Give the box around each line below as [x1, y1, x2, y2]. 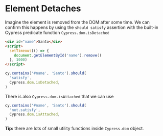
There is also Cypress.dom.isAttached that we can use [5, 93, 114, 99]
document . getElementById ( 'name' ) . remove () [14, 53, 102, 58]
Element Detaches [5, 3, 81, 14]
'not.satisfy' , [9, 108, 41, 112]
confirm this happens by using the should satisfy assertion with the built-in [5, 24, 159, 30]
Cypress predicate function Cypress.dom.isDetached [5, 29, 110, 35]
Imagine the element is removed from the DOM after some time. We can [5, 19, 150, 25]
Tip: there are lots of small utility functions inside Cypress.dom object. [5, 126, 144, 132]
